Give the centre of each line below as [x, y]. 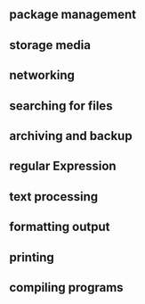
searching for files [61, 106]
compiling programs [66, 288]
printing [32, 257]
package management [72, 15]
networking [42, 75]
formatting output [60, 227]
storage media [50, 45]
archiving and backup [71, 136]
